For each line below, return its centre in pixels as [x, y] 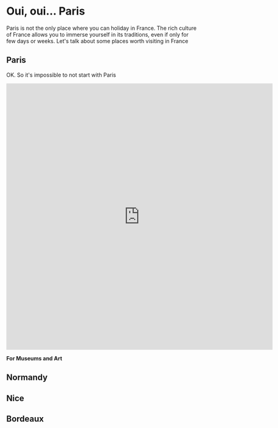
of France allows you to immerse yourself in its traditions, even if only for [98, 34]
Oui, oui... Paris [46, 11]
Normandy [27, 378]
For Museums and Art [34, 358]
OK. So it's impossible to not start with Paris [61, 75]
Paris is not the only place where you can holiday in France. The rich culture [101, 28]
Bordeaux [25, 419]
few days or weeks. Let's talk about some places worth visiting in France [97, 41]
